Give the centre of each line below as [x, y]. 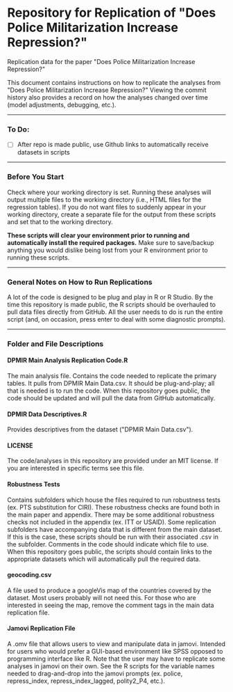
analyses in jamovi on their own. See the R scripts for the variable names [111, 666]
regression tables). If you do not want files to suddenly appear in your [107, 207]
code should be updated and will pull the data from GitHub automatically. [111, 398]
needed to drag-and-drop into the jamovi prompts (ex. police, [95, 674]
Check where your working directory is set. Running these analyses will [109, 192]
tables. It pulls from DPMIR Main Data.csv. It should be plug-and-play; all [111, 384]
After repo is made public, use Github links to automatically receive [113, 145]
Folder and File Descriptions [55, 344]
